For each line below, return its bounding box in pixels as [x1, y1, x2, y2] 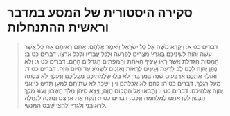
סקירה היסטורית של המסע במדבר [7, 5, 193, 21]
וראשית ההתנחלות [7, 19, 109, 35]
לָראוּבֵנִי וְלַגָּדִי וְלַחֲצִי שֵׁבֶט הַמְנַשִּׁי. [24, 101, 107, 109]
